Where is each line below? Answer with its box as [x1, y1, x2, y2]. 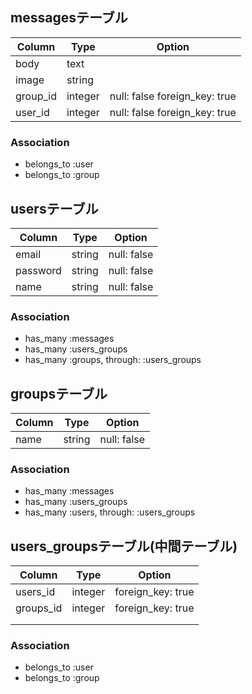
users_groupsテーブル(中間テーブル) [10, 538, 238, 555]
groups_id [15, 601, 63, 615]
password [15, 263, 62, 277]
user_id [15, 105, 50, 119]
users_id [15, 585, 56, 599]
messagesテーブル [10, 9, 128, 27]
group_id [15, 89, 57, 103]
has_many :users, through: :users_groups [24, 506, 196, 518]
